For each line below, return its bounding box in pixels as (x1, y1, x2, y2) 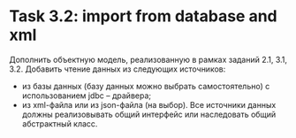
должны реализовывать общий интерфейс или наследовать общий (21, 109, 277, 119)
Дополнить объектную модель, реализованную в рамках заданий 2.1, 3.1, (9, 54, 288, 65)
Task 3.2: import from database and (9, 6, 277, 27)
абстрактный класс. (21, 118, 98, 129)
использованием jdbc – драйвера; (21, 90, 152, 101)
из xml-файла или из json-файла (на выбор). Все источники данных (21, 99, 277, 110)
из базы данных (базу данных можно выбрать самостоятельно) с (21, 80, 270, 91)
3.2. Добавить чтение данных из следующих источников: (9, 64, 226, 74)
